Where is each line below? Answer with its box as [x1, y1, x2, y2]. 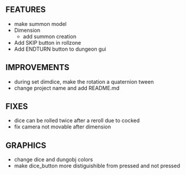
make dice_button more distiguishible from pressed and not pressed [14, 162, 181, 170]
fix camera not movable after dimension [14, 123, 112, 130]
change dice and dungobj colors [14, 156, 93, 163]
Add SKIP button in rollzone [14, 39, 81, 46]
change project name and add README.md [14, 84, 120, 91]
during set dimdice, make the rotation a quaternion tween [14, 78, 154, 85]
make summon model [14, 20, 67, 27]
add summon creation [22, 32, 77, 40]
